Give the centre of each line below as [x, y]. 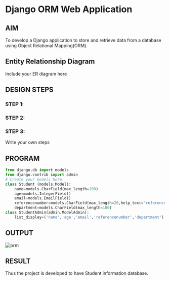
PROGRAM [23, 158]
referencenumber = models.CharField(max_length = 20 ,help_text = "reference [90, 203]
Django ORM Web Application [69, 9]
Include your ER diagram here [36, 74]
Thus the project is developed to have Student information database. [77, 273]
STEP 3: [15, 131]
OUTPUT [19, 233]
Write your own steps [27, 143]
